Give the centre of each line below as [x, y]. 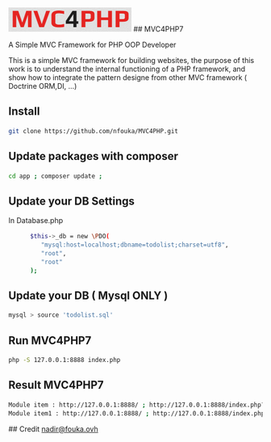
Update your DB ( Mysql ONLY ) [88, 295]
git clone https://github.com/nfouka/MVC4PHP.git [94, 131]
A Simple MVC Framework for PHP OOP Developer [92, 44]
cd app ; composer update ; [56, 176]
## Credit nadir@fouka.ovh [53, 429]
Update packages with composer [94, 156]
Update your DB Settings [71, 201]
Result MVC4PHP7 [56, 385]
